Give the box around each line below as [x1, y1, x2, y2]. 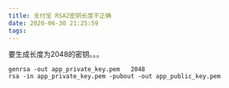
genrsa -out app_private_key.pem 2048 [8, 66, 146, 74]
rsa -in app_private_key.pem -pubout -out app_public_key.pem [8, 73, 221, 81]
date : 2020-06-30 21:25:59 [8, 19, 99, 27]
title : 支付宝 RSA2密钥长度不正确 [8, 11, 112, 20]
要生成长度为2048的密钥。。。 [8, 50, 104, 59]
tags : [8, 26, 27, 34]
